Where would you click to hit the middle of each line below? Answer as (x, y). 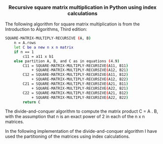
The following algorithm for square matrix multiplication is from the (72, 24)
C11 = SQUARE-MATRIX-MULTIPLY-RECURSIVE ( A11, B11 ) (76, 66)
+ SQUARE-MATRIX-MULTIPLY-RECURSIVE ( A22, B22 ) (80, 97)
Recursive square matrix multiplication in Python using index (82, 7)
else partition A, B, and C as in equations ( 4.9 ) (67, 61)
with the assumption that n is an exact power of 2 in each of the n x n (75, 117)
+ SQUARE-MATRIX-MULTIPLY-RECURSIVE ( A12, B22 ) (80, 79)
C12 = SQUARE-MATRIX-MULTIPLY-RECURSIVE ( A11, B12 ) (76, 75)
